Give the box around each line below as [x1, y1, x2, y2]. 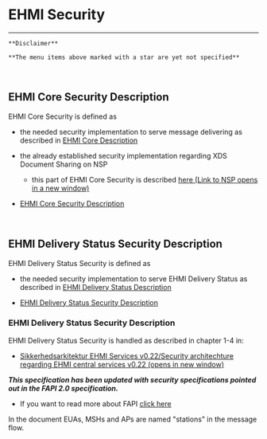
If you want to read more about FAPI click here [19, 398, 172, 408]
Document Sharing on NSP [19, 159, 108, 169]
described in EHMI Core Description [19, 135, 138, 145]
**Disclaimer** [8, 39, 59, 47]
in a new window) [31, 183, 90, 193]
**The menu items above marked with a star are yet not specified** [8, 53, 240, 61]
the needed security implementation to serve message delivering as [19, 127, 242, 136]
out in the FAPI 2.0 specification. [8, 383, 119, 393]
